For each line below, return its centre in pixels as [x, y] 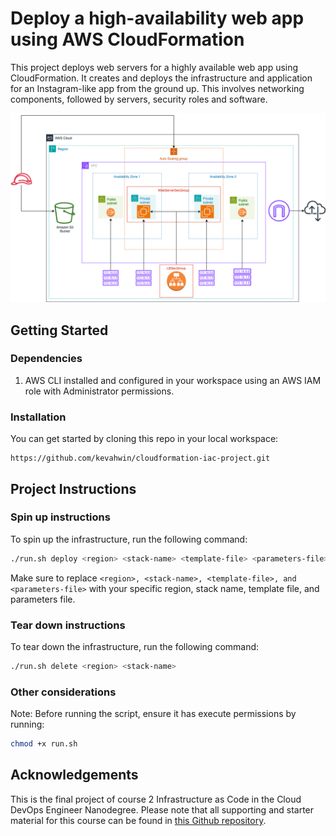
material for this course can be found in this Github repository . [138, 820]
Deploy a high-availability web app [157, 18]
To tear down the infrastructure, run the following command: [135, 646]
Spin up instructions [60, 517]
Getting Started [59, 330]
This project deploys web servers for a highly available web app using [154, 67]
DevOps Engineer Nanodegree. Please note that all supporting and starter [162, 809]
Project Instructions [73, 488]
